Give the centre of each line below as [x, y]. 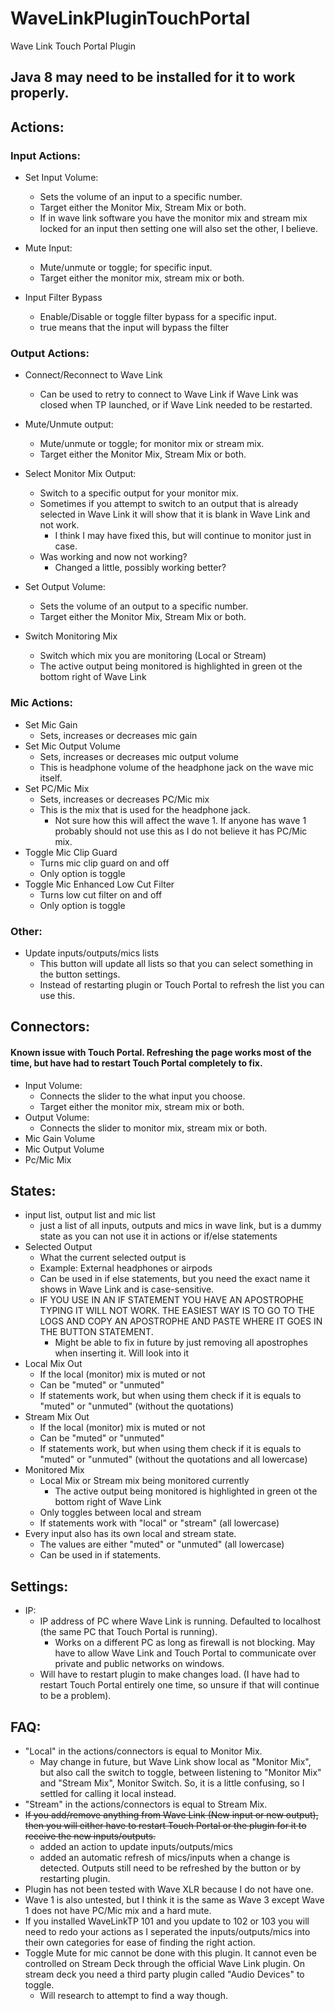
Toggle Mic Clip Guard [71, 852]
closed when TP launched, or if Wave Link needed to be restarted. [176, 405]
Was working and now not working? [113, 557]
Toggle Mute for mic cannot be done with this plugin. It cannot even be [170, 1953]
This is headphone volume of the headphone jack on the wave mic [176, 767]
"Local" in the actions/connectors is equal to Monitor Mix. [143, 1751]
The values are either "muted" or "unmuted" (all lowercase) [162, 1544]
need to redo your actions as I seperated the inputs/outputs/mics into [167, 1931]
